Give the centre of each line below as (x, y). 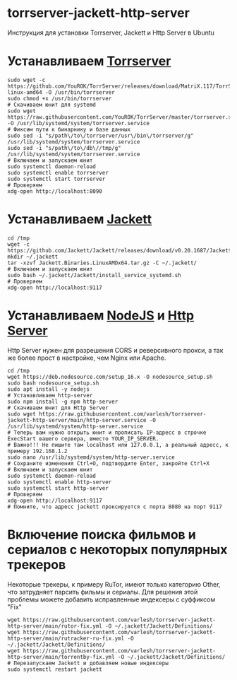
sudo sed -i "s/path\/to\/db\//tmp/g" (64, 148)
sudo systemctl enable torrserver (58, 172)
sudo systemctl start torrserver (56, 179)
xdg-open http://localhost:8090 (55, 191)
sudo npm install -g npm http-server (63, 401)
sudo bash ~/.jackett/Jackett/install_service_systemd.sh (94, 275)
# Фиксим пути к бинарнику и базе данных (69, 129)
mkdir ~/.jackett (33, 257)
